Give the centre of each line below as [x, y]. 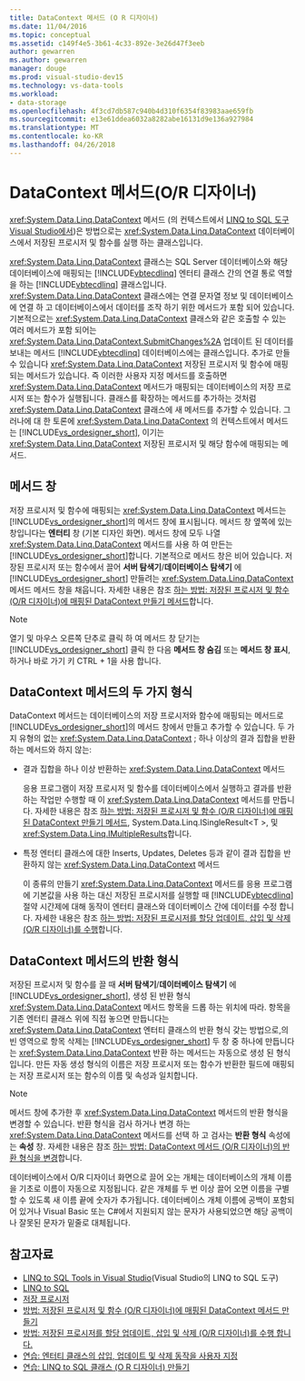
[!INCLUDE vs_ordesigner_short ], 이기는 [92, 432]
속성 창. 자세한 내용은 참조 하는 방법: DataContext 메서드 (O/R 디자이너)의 [150, 1146]
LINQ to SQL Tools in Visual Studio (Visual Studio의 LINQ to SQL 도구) [151, 1277]
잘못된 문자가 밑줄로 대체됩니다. [74, 1223]
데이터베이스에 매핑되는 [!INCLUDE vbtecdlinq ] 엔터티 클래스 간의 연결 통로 [143, 273]
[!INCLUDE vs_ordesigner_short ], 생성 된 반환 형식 [100, 996]
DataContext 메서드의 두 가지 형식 [101, 692]
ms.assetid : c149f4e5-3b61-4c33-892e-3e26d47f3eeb [107, 43]
